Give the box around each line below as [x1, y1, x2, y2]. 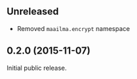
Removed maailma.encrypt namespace [16, 24, 131, 32]
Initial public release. [6, 63, 67, 72]
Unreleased [6, 6, 60, 18]
